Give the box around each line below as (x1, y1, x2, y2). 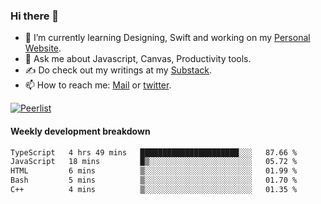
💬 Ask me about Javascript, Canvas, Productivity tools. (24, 53, 252, 65)
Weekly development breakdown (10, 125, 151, 137)
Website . (24, 42, 62, 54)
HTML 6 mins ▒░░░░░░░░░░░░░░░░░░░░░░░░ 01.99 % (10, 166, 298, 176)
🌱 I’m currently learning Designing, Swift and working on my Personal (24, 32, 311, 44)
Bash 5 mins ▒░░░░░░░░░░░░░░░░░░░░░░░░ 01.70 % (10, 175, 298, 186)
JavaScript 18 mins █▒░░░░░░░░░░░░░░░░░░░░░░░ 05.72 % (10, 157, 298, 167)
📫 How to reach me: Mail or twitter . (24, 79, 172, 91)
